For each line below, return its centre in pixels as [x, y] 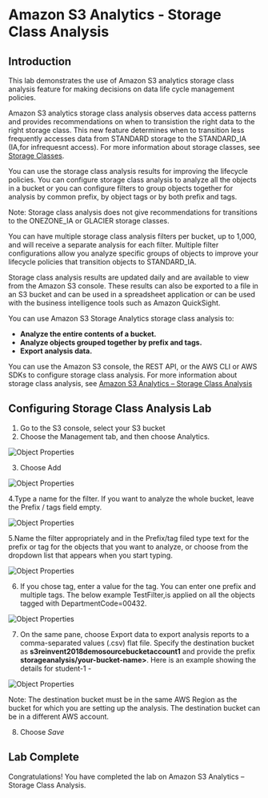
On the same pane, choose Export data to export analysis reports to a [134, 634]
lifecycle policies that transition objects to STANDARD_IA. [102, 262]
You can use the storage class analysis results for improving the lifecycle [128, 171]
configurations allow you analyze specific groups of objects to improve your [133, 253]
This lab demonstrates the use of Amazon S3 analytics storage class [121, 81]
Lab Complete [44, 758]
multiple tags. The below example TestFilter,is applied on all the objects [138, 594]
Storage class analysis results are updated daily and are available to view [129, 277]
